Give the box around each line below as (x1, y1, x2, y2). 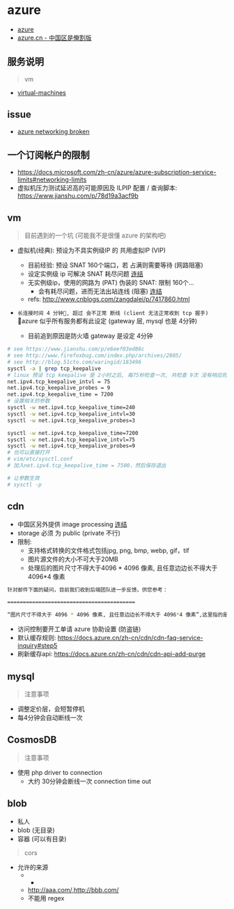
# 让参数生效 (7, 474, 40, 482)
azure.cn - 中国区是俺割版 (17, 34, 92, 42)
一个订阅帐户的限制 (7, 149, 90, 161)
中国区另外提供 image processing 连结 (17, 519, 127, 529)
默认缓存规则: (17, 634, 56, 642)
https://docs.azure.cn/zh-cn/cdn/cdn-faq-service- (57, 634, 203, 642)
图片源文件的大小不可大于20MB (27, 554, 118, 563)
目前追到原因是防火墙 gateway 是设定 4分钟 (27, 332, 153, 340)
